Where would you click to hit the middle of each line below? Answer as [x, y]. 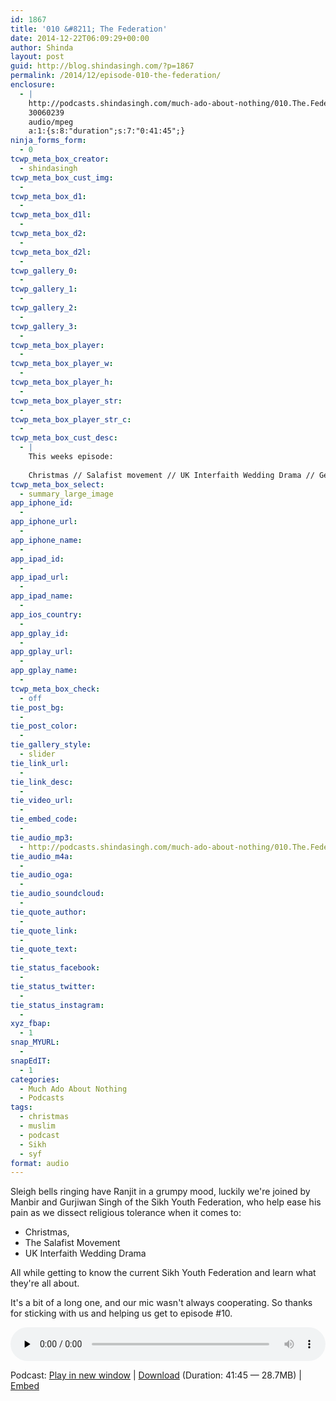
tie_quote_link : [44, 931]
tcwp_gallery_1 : [44, 289]
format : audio [40, 1163]
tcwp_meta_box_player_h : [62, 382]
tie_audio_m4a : [42, 856]
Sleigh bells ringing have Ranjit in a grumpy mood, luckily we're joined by [160, 1192]
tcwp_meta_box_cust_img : [62, 177]
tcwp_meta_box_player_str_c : [71, 419]
